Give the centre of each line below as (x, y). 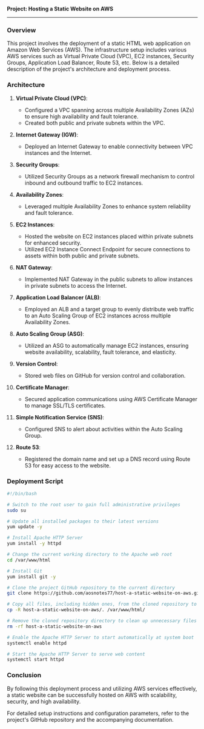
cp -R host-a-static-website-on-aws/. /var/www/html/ (76, 610)
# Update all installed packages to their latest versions (83, 521)
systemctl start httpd (35, 660)
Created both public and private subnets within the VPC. (95, 123)
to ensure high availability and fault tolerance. (81, 116)
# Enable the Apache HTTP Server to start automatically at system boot (100, 637)
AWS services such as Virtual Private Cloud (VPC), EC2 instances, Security (100, 56)
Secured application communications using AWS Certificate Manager (111, 399)
